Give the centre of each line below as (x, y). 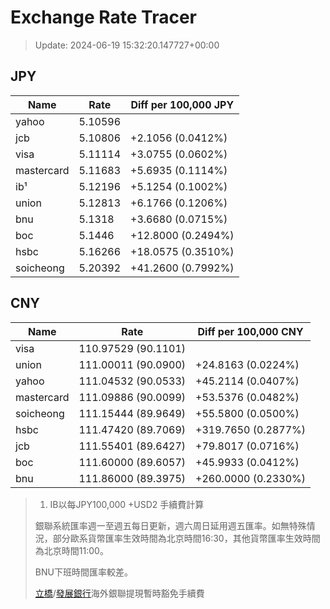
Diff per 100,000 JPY (182, 104)
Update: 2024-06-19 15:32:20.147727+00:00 (127, 45)
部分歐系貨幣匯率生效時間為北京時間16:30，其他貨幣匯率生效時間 (186, 538)
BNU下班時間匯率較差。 (83, 572)
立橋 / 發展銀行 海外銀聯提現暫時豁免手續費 (119, 593)
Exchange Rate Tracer (104, 17)
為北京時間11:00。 (71, 550)
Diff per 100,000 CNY (250, 331)
